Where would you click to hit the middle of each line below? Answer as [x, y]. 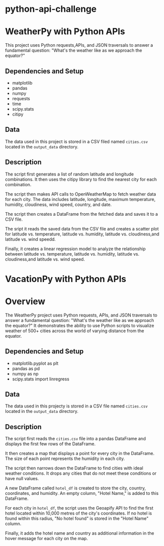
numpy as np [25, 374]
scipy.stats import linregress [41, 379]
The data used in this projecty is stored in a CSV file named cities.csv [76, 406]
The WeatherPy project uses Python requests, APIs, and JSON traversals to [81, 315]
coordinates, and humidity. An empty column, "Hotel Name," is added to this [82, 493]
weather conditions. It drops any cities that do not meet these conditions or [81, 473]
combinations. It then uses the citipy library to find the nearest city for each [81, 179]
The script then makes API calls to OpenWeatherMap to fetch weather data [81, 194]
